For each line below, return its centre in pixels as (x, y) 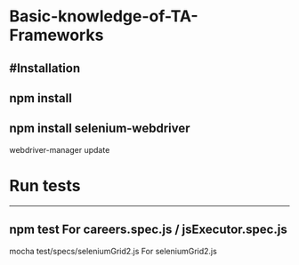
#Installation (45, 68)
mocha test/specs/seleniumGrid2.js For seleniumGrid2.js (113, 251)
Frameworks (57, 35)
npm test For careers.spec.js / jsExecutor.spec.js (148, 230)
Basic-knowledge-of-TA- (104, 16)
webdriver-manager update (60, 149)
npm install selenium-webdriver (100, 128)
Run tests (45, 185)
